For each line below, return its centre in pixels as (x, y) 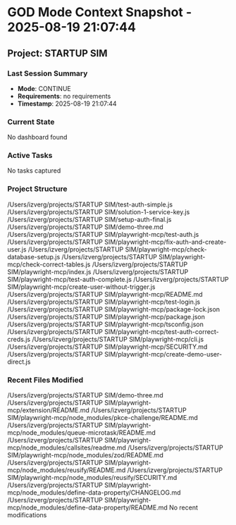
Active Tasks (30, 156)
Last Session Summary (48, 73)
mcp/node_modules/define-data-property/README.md (87, 507)
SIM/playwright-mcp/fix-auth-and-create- (166, 242)
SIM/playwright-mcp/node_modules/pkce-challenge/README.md (103, 418)
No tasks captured (34, 171)
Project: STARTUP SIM (57, 53)
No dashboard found (37, 137)
